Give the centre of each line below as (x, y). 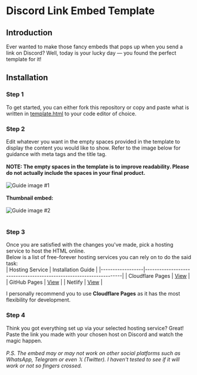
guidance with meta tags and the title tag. (56, 154)
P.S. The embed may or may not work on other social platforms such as (93, 353)
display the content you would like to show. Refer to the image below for (94, 148)
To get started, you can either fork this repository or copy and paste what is (98, 107)
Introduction (29, 33)
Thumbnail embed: (30, 198)
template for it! (24, 59)
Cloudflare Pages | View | (159, 276)
